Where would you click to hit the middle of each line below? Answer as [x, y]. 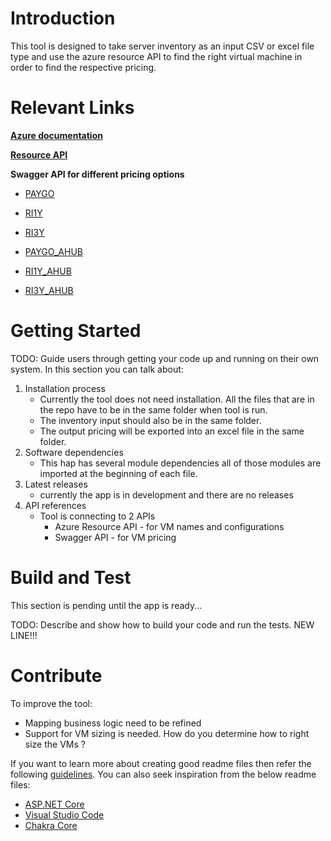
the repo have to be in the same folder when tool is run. [153, 409]
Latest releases [56, 484]
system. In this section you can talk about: [97, 369]
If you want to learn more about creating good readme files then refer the [161, 763]
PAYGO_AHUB [53, 251]
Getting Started [76, 331]
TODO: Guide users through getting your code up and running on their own [165, 358]
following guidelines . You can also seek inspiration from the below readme [163, 774]
